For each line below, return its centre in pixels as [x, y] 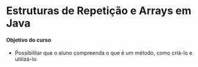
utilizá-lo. [26, 59]
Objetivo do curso [29, 40]
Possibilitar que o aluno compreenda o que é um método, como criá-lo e [103, 53]
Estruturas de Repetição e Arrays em [99, 11]
